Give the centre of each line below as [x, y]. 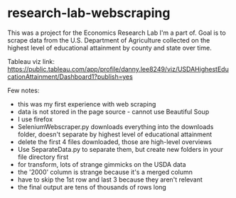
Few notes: [23, 90]
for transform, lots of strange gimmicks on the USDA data [102, 164]
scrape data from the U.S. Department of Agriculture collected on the [109, 40]
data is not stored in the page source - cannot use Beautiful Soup [113, 111]
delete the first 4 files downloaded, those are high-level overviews [114, 142]
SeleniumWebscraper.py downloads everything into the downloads [116, 126]
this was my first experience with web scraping [87, 104]
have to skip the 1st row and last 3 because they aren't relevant [110, 180]
